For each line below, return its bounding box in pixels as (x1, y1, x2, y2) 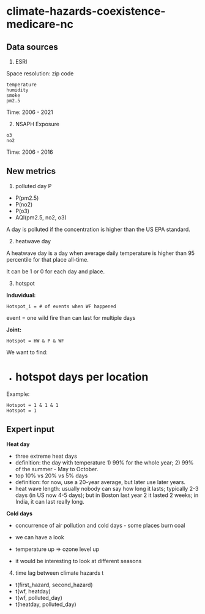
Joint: (6, 326, 22, 333)
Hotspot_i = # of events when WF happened (6, 303, 116, 309)
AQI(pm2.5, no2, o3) (15, 213, 67, 221)
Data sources (6, 42, 58, 52)
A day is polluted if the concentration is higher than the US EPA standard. (6, 226, 191, 233)
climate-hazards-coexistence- (6, 4, 166, 18)
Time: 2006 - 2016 (6, 148, 53, 156)
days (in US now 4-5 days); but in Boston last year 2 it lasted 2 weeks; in (15, 491, 199, 499)
